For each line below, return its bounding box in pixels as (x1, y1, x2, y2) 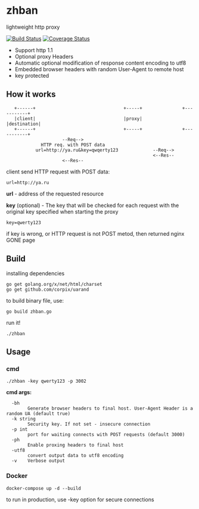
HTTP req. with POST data (41, 142, 105, 148)
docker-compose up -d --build (6, 485, 82, 491)
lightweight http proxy (6, 23, 60, 31)
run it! (6, 319, 21, 326)
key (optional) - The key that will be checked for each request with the (6, 202, 179, 209)
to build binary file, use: (6, 297, 64, 304)
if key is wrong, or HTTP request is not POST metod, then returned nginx (6, 230, 185, 237)
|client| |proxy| (14, 115, 143, 121)
